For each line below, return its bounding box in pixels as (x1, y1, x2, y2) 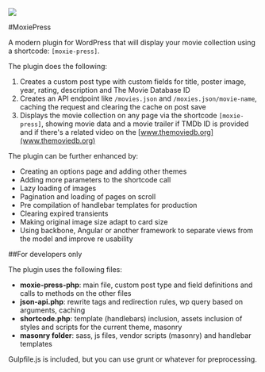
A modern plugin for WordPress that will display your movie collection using (8, 38, 256, 47)
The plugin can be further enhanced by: (8, 151, 139, 160)
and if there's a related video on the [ (19, 128, 141, 136)
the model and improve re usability (19, 234, 133, 244)
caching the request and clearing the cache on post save (19, 102, 206, 111)
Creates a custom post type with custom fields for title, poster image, (19, 77, 247, 86)
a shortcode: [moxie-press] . (8, 46, 101, 56)
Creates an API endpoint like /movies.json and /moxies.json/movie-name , (19, 94, 258, 103)
